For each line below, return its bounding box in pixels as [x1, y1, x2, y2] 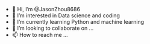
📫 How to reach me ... [11, 32, 68, 38]
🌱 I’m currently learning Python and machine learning [11, 18, 145, 25]
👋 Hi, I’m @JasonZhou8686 [11, 6, 80, 12]
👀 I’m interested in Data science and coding [11, 12, 120, 19]
